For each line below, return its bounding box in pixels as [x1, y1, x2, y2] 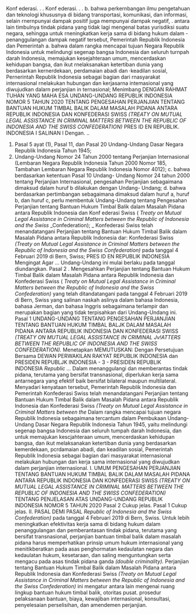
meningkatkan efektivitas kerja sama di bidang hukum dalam [14, 521, 161, 527]
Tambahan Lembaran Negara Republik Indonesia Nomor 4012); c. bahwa [14, 166, 190, 172]
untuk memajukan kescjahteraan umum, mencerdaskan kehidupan [14, 434, 175, 440]
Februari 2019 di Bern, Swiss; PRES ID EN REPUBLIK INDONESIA [14, 253, 170, 260]
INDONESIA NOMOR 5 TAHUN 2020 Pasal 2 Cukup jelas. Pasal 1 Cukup [14, 502, 187, 509]
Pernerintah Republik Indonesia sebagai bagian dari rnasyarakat [6, 73, 161, 80]
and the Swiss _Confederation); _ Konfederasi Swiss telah [14, 222, 154, 228]
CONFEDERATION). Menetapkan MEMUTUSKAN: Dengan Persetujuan [14, 346, 184, 353]
